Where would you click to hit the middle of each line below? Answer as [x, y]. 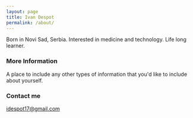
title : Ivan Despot [30, 17]
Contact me [23, 95]
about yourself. [25, 80]
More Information [32, 61]
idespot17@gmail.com [33, 109]
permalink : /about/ [30, 23]
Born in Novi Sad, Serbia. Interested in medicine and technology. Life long [96, 40]
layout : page [22, 12]
